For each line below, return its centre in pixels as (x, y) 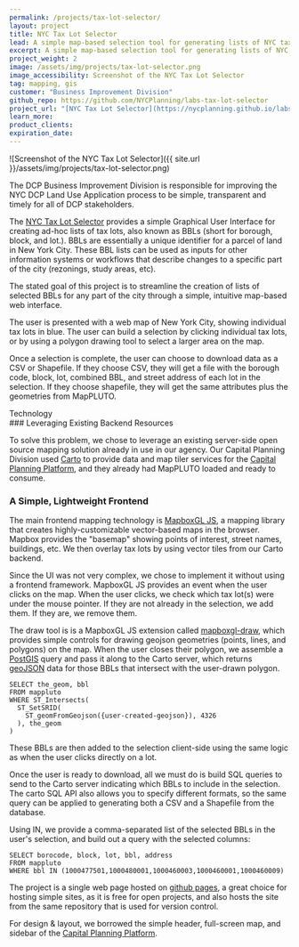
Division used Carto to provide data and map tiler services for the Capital (143, 458)
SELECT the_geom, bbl (49, 685)
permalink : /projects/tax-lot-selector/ (85, 17)
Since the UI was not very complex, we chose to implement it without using (147, 576)
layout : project (39, 26)
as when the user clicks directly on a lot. (83, 757)
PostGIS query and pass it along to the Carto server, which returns (131, 659)
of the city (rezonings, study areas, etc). (83, 269)
